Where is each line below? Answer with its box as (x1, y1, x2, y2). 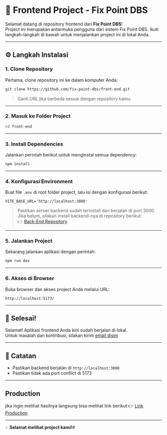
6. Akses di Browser (5, 275, 55, 282)
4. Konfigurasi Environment (5, 178, 73, 185)
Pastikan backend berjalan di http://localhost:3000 (12, 365, 120, 371)
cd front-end (5, 124, 32, 129)
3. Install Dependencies (5, 141, 64, 147)
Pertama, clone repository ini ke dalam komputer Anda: (5, 77, 118, 83)
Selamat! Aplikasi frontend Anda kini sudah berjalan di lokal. (5, 327, 128, 333)
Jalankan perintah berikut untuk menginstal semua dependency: (5, 151, 137, 157)
